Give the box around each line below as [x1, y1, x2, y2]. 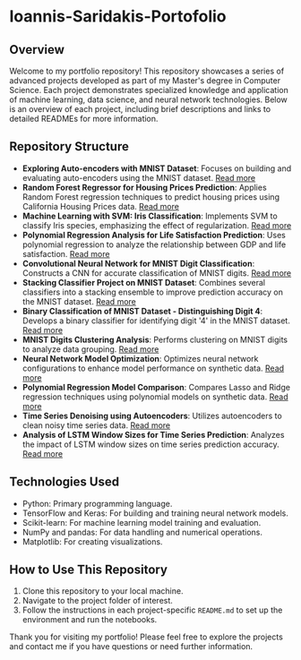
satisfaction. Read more [21, 248, 110, 259]
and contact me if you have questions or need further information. [9, 641, 254, 652]
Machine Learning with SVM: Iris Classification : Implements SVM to [21, 210, 278, 221]
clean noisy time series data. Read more [21, 419, 171, 431]
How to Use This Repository [9, 562, 168, 578]
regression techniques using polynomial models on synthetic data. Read [21, 391, 288, 402]
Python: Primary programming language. [21, 498, 173, 509]
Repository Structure [9, 139, 130, 154]
